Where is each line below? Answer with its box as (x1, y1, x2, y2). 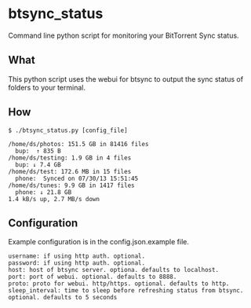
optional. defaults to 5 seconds (8, 294, 118, 302)
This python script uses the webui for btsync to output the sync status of (8, 74, 244, 83)
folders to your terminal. (8, 82, 86, 92)
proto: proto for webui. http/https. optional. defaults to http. (8, 280, 230, 288)
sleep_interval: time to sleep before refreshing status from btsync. (8, 287, 244, 295)
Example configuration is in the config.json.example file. (8, 237, 190, 247)
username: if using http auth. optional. (8, 252, 146, 260)
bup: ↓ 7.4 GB (15, 160, 61, 169)
